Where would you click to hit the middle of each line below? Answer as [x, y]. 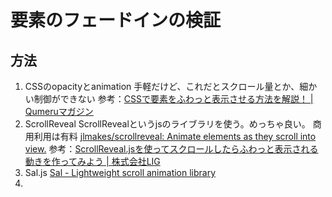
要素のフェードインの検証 [116, 20]
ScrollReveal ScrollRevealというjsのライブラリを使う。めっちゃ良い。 [167, 124]
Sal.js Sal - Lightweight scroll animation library [120, 172]
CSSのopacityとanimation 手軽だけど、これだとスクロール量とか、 [162, 86]
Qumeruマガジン [59, 111]
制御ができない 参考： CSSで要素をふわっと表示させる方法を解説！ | [173, 99]
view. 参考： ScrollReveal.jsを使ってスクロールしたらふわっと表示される [171, 149]
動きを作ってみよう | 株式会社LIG [92, 161]
